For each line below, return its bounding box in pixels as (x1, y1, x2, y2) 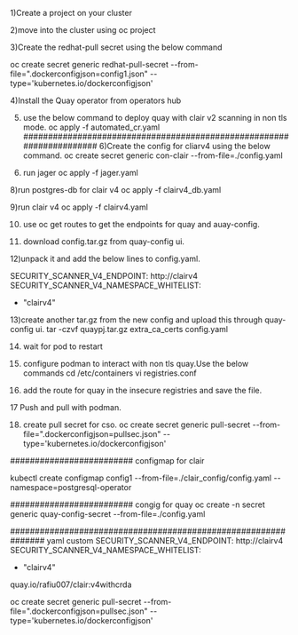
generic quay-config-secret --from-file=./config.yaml (10, 509, 206, 519)
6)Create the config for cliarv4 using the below (98, 141, 271, 151)
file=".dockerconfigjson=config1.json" (10, 68, 149, 79)
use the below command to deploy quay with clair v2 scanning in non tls (22, 113, 287, 123)
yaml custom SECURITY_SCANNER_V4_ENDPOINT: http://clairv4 (46, 536, 284, 545)
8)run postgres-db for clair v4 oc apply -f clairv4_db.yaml (10, 185, 222, 194)
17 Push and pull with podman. (10, 402, 122, 412)
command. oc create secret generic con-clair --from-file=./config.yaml (22, 150, 283, 161)
